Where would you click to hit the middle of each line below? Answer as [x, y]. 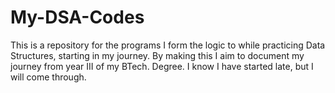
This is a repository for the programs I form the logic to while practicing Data [168, 45]
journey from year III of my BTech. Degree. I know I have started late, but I [162, 66]
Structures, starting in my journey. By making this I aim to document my [157, 55]
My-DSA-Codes [77, 17]
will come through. [48, 77]
